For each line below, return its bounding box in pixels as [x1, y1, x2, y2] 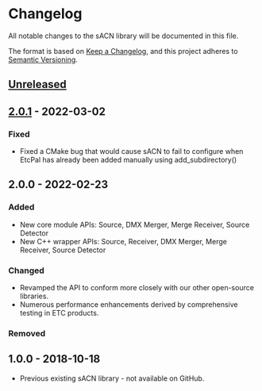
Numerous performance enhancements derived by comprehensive [19, 300, 238, 309]
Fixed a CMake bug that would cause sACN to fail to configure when [19, 147, 244, 156]
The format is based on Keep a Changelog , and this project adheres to [8, 46, 238, 56]
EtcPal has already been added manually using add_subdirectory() [19, 155, 237, 165]
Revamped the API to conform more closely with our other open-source [19, 283, 254, 292]
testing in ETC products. [19, 309, 99, 317]
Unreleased [8, 78, 67, 91]
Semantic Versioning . [8, 55, 78, 64]
